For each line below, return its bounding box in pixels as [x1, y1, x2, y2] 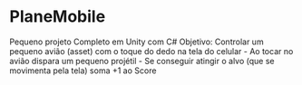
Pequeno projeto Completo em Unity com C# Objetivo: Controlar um [9, 36, 265, 47]
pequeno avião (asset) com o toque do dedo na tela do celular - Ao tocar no [9, 45, 294, 56]
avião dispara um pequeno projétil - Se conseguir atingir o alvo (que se [9, 55, 275, 66]
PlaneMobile [9, 6, 106, 27]
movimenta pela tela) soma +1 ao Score [9, 65, 157, 76]
